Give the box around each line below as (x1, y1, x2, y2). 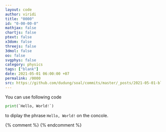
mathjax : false (5, 26, 37, 31)
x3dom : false (5, 39, 32, 44)
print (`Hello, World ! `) (5, 103, 54, 108)
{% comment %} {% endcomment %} (5, 122, 82, 128)
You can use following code (5, 94, 62, 100)
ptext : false (5, 35, 32, 40)
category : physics (5, 62, 43, 67)
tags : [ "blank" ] (5, 67, 39, 72)
